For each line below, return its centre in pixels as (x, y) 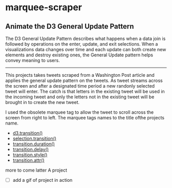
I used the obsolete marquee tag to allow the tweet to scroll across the (80, 112)
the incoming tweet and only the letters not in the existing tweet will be (80, 97)
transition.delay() (31, 149)
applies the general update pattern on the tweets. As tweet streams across (84, 80)
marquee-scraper (44, 7)
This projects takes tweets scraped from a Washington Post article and (80, 75)
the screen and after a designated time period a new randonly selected (80, 86)
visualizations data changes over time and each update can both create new (86, 49)
